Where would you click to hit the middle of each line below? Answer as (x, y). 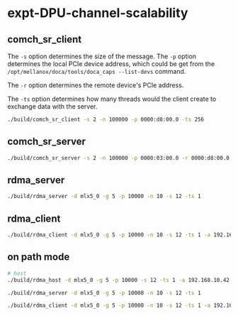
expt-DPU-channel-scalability (98, 13)
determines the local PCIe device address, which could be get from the (111, 64)
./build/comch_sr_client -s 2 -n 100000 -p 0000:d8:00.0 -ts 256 (106, 119)
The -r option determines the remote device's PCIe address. (96, 85)
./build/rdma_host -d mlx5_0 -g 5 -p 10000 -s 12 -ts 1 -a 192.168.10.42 (119, 280)
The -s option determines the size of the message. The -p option (102, 56)
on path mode (39, 257)
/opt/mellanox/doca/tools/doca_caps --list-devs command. (97, 71)
